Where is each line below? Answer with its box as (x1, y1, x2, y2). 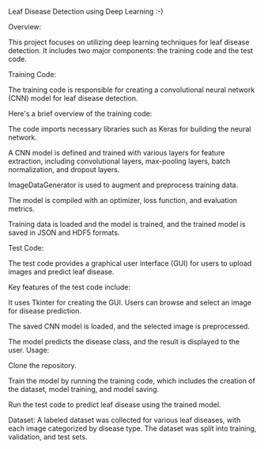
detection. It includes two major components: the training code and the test (8, 46, 254, 55)
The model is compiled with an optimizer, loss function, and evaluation (8, 196, 238, 205)
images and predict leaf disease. (8, 267, 115, 276)
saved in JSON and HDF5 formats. (8, 228, 120, 237)
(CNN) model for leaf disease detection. (8, 94, 138, 102)
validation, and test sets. (8, 432, 89, 441)
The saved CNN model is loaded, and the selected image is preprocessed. (8, 321, 251, 331)
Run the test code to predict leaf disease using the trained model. (8, 400, 221, 409)
